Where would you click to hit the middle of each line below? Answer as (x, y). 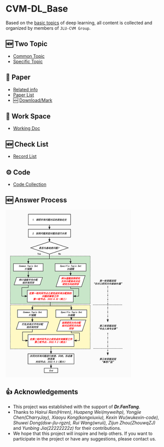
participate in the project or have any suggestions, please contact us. (85, 438)
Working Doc (27, 129)
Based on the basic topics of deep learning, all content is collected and (79, 23)
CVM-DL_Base (37, 9)
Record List (25, 156)
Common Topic (29, 56)
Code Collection (30, 184)
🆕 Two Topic (27, 44)
